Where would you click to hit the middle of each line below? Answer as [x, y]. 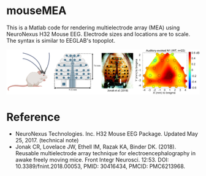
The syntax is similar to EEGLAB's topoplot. [61, 40]
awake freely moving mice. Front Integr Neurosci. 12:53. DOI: [92, 160]
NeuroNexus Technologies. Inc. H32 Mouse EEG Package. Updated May [106, 134]
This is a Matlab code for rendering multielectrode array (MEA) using [93, 28]
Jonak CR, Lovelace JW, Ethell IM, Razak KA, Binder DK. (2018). [96, 147]
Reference [33, 117]
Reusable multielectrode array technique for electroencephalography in [105, 153]
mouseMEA [36, 11]
